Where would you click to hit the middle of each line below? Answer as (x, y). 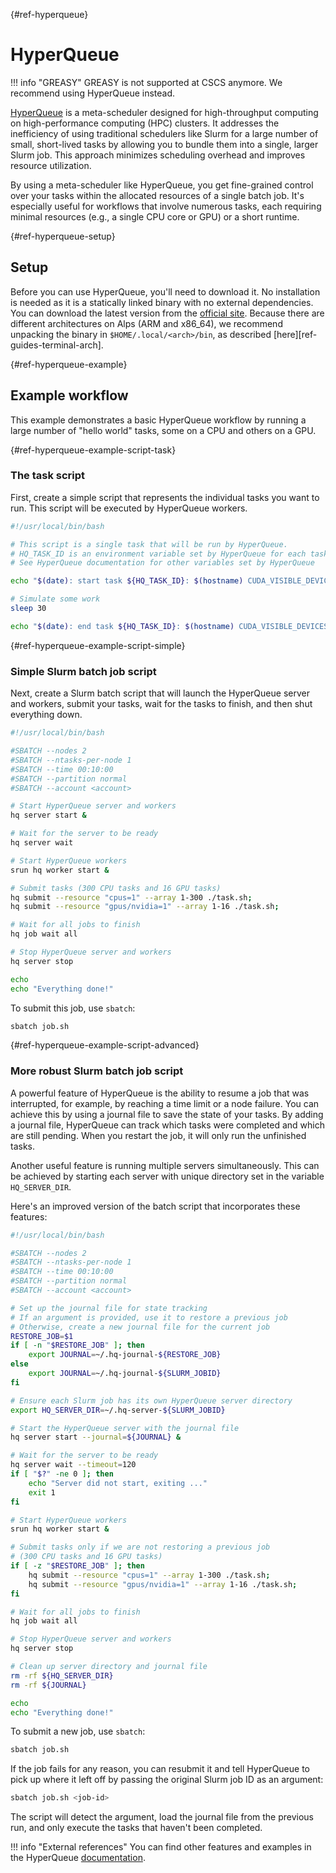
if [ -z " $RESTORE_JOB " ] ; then (77, 1566)
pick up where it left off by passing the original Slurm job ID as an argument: (167, 1780)
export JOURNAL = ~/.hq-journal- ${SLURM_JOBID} (125, 1374)
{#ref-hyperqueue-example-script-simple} (98, 645)
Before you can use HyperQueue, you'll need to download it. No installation (165, 291)
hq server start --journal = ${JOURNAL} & (96, 1437)
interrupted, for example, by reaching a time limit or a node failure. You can (165, 1103)
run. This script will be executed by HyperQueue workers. (129, 508)
